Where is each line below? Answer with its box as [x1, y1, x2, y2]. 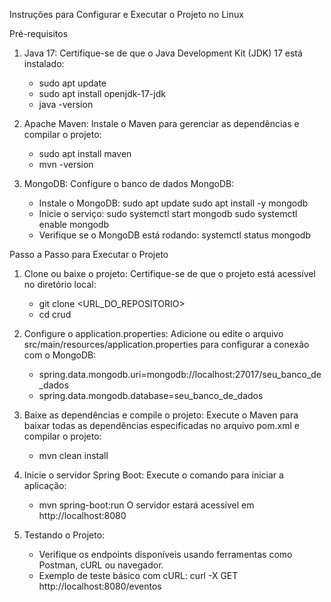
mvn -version [38, 159, 94, 170]
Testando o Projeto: [23, 529, 106, 541]
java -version [38, 99, 94, 110]
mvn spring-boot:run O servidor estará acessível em [38, 499, 255, 511]
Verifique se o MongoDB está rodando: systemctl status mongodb [38, 229, 311, 241]
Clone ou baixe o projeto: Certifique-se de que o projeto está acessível [23, 268, 316, 279]
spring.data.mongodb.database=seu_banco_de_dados [38, 390, 264, 401]
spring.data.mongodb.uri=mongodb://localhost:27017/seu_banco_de [38, 369, 322, 380]
